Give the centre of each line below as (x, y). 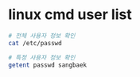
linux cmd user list (70, 15)
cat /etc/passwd (35, 43)
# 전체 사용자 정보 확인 (42, 36)
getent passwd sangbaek (48, 65)
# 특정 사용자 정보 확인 (42, 57)
